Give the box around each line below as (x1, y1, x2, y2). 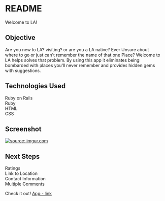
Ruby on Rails (5, 95, 33, 101)
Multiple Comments (5, 181, 45, 187)
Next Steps (5, 152, 40, 161)
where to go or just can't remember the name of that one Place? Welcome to (5, 52, 161, 58)
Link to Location (5, 170, 38, 176)
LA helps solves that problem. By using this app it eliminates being (5, 57, 140, 63)
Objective (5, 33, 36, 42)
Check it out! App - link (5, 191, 52, 197)
